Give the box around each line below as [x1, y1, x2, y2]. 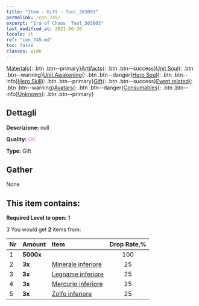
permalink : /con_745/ [6, 14, 61, 21]
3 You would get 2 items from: [6, 226, 81, 233]
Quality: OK [6, 135, 36, 142]
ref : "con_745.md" [6, 37, 52, 43]
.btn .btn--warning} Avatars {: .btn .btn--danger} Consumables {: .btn [6, 84, 173, 91]
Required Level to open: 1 [6, 214, 71, 222]
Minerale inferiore [51, 260, 103, 269]
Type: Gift [6, 147, 31, 155]
